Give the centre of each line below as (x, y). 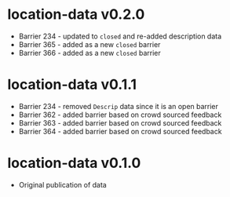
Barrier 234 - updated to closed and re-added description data (120, 36)
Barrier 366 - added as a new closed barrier (90, 53)
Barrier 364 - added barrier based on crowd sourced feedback (120, 131)
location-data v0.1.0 (74, 163)
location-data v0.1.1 (72, 85)
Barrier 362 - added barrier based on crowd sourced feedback (120, 115)
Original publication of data (62, 184)
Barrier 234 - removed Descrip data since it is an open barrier (119, 106)
